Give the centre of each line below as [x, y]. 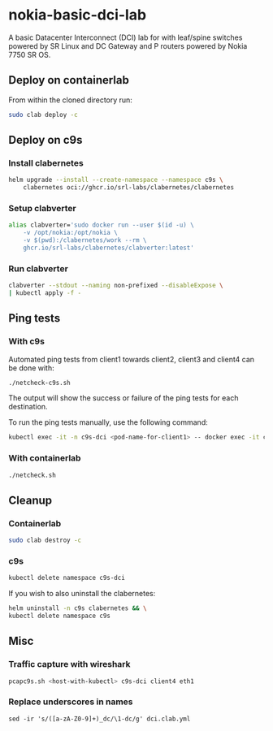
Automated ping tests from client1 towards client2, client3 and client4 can [131, 359]
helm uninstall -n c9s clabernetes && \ [78, 608]
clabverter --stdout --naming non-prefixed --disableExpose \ [116, 286]
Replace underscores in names [71, 702]
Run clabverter [39, 268]
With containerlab [45, 458]
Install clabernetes [46, 162]
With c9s [26, 341]
